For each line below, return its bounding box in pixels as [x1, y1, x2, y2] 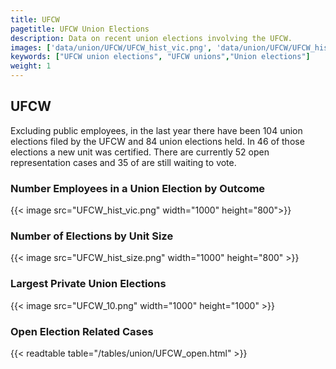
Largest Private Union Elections [10, 277, 167, 291]
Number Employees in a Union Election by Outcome [10, 181, 266, 195]
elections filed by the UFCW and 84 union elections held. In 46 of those [10, 135, 305, 147]
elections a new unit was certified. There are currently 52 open [10, 146, 270, 158]
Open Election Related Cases [10, 324, 154, 338]
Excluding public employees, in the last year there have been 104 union [10, 124, 303, 136]
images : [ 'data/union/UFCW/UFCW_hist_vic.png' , [10, 42, 213, 53]
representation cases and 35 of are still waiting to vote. [10, 156, 237, 168]
